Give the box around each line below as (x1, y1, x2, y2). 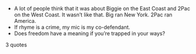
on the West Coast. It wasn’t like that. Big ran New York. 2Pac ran (14, 11, 173, 18)
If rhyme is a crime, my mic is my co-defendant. (14, 23, 131, 31)
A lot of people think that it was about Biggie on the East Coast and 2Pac (14, 5, 191, 12)
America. (14, 18, 36, 24)
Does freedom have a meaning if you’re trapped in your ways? (14, 30, 165, 37)
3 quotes (5, 41, 27, 48)
